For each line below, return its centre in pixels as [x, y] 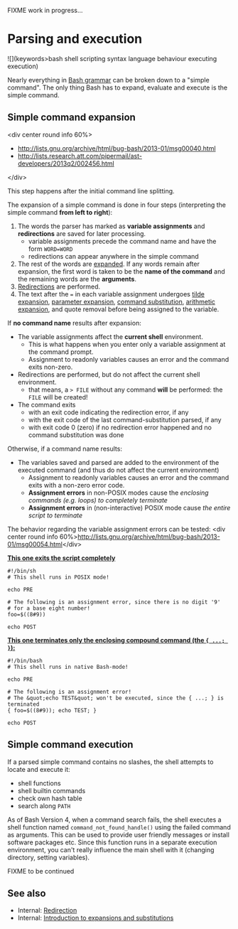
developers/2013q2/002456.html [66, 163]
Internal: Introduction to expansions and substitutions [96, 918]
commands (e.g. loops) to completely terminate [98, 500]
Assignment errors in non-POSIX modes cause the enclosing [118, 493]
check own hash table [50, 798]
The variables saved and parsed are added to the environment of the [118, 462]
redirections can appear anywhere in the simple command [113, 256]
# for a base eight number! [49, 608]
